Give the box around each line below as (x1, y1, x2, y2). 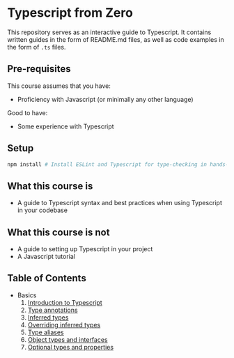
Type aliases (27, 328, 64, 336)
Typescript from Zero (7, 5, 134, 21)
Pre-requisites (7, 63, 71, 75)
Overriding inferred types (27, 320, 101, 329)
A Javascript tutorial (17, 253, 75, 261)
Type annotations (27, 306, 78, 314)
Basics (17, 291, 37, 299)
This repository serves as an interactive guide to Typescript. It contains (7, 28, 212, 36)
